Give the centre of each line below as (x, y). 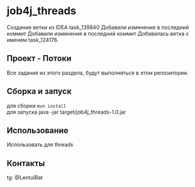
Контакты (26, 163)
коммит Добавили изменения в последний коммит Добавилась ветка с (98, 33)
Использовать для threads (40, 145)
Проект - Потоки (39, 58)
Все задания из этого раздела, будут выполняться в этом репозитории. (97, 73)
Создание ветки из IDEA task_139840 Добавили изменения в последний (98, 27)
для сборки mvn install (37, 105)
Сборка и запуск (39, 91)
